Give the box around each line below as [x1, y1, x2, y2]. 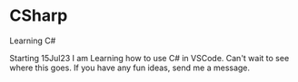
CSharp [9, 5, 68, 26]
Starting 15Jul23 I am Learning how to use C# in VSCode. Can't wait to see [9, 52, 290, 63]
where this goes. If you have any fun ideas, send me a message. [9, 62, 251, 73]
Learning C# [9, 35, 56, 46]
